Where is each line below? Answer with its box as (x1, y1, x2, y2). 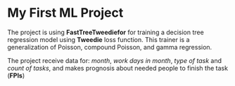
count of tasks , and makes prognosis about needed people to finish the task (7, 64, 229, 72)
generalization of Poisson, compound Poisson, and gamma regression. (7, 43, 212, 51)
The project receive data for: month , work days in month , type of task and (7, 56, 222, 64)
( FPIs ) (7, 71, 25, 80)
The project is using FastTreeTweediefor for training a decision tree (7, 28, 204, 36)
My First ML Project (7, 5, 124, 21)
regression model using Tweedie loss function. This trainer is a (7, 35, 190, 43)
